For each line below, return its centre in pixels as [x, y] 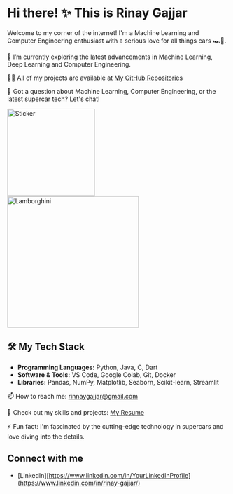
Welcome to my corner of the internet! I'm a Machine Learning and [103, 32]
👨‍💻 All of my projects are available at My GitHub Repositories [95, 78]
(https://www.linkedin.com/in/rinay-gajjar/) [79, 483]
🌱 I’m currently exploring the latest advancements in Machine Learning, [110, 57]
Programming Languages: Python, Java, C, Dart [87, 367]
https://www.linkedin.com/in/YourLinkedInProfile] [120, 475]
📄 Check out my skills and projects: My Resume [76, 412]
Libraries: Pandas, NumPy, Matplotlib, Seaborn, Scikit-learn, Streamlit [118, 382]
